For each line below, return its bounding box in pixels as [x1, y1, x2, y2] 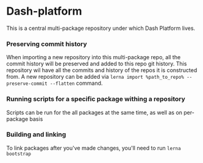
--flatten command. [49, 79, 103, 87]
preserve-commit [6, 81, 48, 87]
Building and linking [6, 130, 66, 139]
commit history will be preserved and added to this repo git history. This [6, 60, 187, 68]
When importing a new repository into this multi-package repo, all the [6, 54, 181, 61]
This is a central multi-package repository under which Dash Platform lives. [6, 24, 196, 32]
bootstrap [6, 151, 32, 157]
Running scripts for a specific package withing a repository [6, 95, 186, 103]
